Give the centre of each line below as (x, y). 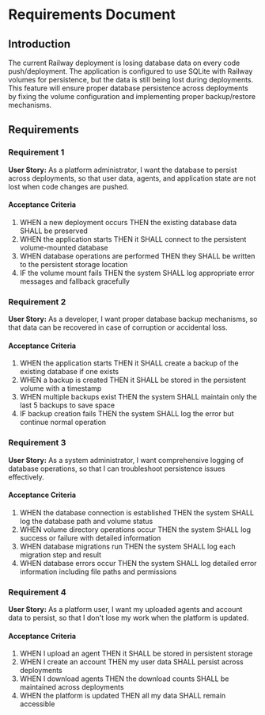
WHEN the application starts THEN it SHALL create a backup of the (129, 363)
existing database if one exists (69, 372)
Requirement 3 (37, 443)
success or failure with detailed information (90, 537)
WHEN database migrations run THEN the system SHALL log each (127, 546)
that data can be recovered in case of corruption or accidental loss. (118, 327)
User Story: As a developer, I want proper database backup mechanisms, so (133, 319)
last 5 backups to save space (67, 405)
